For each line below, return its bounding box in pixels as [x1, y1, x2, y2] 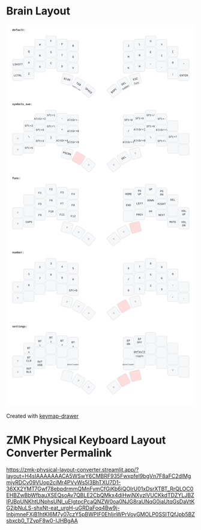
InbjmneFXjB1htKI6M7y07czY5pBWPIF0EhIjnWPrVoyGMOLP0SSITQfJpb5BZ [6, 510, 195, 517]
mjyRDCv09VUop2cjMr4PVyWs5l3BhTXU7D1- [6, 478, 121, 486]
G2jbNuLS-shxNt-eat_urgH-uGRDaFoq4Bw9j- [6, 504, 120, 511]
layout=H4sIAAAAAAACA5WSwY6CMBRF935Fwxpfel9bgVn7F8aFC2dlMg [6, 472, 191, 480]
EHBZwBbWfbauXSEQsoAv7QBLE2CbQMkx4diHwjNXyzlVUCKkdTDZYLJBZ [6, 491, 194, 499]
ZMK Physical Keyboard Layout [6, 433, 166, 447]
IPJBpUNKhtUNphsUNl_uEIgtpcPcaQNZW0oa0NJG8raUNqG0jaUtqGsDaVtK [6, 498, 195, 505]
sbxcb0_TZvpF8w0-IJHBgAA [6, 517, 78, 524]
